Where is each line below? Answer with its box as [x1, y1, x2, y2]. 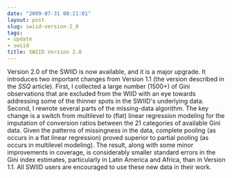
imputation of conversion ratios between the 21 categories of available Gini [7, 119, 221, 127]
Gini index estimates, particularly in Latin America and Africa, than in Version [7, 155, 226, 164]
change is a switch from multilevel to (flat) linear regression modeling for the [7, 111, 225, 119]
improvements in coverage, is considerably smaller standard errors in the [7, 148, 216, 156]
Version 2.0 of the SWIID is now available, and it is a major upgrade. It [7, 67, 206, 76]
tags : [7, 29, 23, 37]
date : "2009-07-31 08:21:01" [7, 10, 91, 17]
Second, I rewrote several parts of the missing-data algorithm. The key [7, 104, 209, 112]
